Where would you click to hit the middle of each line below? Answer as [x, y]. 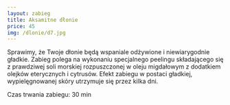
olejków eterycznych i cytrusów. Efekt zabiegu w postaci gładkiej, [100, 74]
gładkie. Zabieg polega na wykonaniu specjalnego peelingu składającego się [115, 60]
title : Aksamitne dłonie [43, 20]
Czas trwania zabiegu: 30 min [49, 95]
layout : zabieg [29, 13]
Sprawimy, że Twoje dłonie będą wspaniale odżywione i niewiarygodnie [108, 52]
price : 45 [21, 26]
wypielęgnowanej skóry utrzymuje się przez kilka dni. [83, 81]
